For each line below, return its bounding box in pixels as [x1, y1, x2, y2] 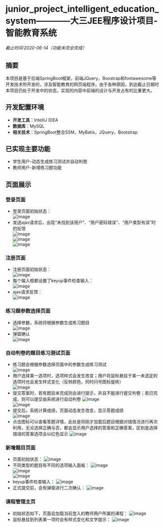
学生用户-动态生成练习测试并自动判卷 [12, 158, 88, 164]
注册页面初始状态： [12, 267, 52, 273]
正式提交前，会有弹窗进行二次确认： [12, 485, 86, 491]
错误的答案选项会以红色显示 [12, 431, 69, 437]
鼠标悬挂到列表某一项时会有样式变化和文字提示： [12, 516, 111, 522]
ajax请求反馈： [12, 289, 43, 295]
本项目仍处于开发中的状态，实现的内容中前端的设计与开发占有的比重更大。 [5, 87, 155, 93]
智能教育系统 [5, 28, 57, 39]
